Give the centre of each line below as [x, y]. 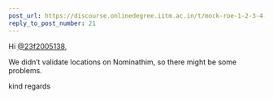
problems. [25, 70]
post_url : [25, 16]
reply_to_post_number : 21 [52, 23]
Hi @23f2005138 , [38, 46]
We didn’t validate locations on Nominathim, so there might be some [123, 62]
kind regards [30, 86]
